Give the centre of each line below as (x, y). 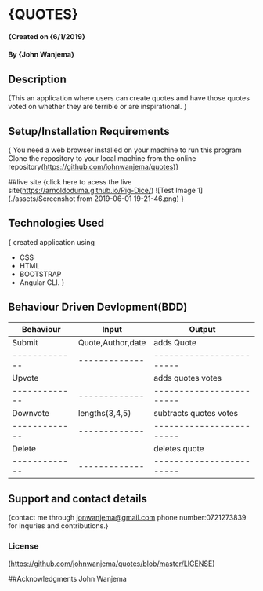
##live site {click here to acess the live (70, 182)
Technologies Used (56, 223)
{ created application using (52, 242)
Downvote (31, 413)
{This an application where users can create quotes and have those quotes (129, 98)
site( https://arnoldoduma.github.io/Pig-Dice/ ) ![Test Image (102, 190)
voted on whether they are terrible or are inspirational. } (97, 107)
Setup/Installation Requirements (89, 131)
